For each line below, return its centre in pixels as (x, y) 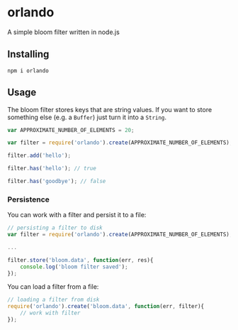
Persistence (28, 199)
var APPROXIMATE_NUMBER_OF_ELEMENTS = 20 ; (71, 130)
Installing (28, 54)
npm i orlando (28, 71)
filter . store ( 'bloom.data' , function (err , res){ (80, 260)
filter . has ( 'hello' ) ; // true (52, 169)
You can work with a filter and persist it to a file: (77, 215)
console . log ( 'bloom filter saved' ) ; (74, 267)
